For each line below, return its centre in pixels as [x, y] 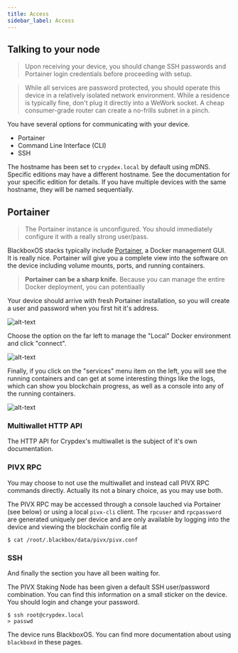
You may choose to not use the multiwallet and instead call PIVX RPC [108, 483]
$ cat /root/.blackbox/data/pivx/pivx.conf [73, 540]
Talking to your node [54, 49]
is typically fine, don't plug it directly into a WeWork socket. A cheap [125, 103]
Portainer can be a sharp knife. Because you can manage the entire [125, 280]
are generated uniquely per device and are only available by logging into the [119, 519]
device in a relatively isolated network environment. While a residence [127, 95]
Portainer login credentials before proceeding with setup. [108, 74]
